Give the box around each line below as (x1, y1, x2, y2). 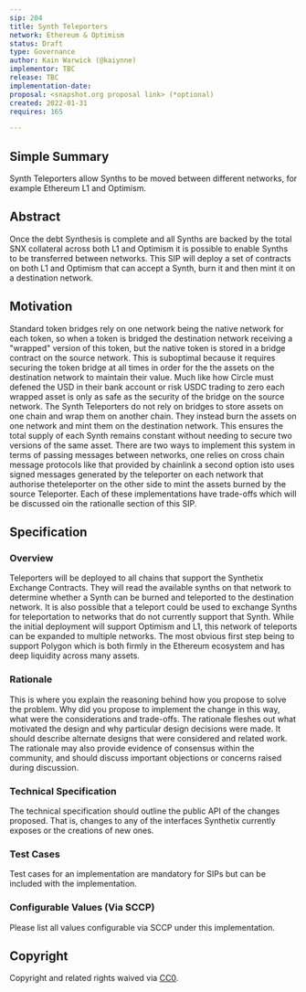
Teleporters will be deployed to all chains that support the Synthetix (9, 572, 264, 583)
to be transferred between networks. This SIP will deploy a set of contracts (9, 252, 291, 263)
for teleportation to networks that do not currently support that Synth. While (9, 612, 294, 623)
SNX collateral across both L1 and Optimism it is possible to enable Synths (9, 243, 289, 254)
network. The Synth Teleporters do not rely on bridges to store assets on (9, 400, 284, 411)
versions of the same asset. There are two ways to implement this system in (9, 440, 295, 451)
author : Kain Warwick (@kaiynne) (9, 56, 137, 65)
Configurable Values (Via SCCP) (9, 901, 155, 914)
